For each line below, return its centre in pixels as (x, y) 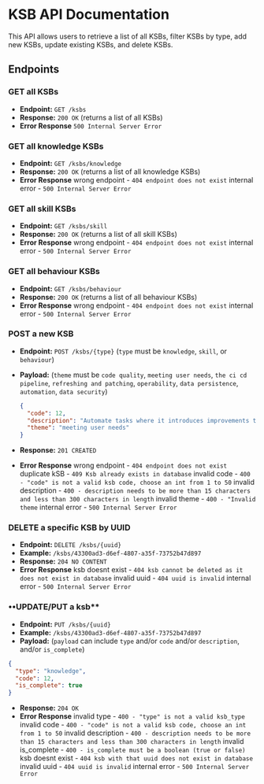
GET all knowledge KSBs (56, 146)
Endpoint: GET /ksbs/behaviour (71, 288)
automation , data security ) (63, 391)
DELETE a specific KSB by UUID (70, 527)
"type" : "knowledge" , (51, 671)
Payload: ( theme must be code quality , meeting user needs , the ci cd (133, 375)
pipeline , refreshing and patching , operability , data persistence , (129, 383)
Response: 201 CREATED (58, 450)
